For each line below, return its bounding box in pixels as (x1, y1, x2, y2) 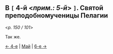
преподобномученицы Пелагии (5, 12, 108, 20)
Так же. (5, 34, 21, 39)
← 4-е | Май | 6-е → (5, 43, 47, 49)
